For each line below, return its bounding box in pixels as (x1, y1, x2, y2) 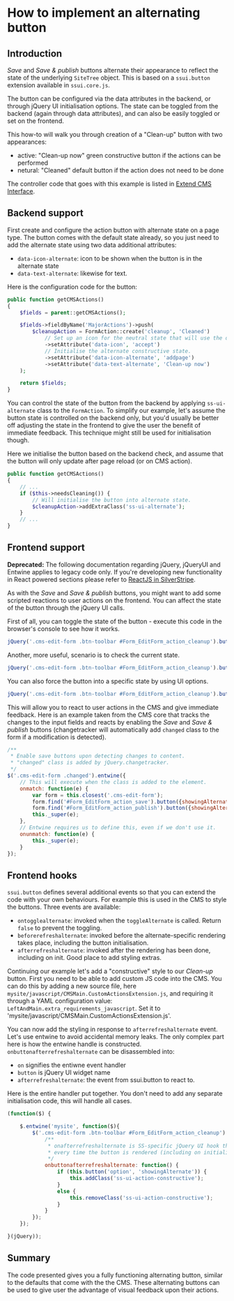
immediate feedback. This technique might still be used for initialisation (7, 428, 211, 437)
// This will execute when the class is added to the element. (19, 778, 208, 785)
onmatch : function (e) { (19, 785, 89, 792)
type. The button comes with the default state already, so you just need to (7, 233, 219, 242)
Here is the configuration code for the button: (7, 282, 138, 291)
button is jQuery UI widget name (17, 1068, 111, 1077)
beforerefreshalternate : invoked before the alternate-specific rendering (17, 931, 226, 940)
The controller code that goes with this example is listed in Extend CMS (7, 180, 212, 188)
